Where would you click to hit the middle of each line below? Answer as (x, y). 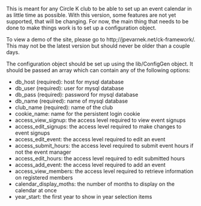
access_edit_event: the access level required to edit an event (90, 139)
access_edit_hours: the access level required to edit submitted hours (100, 158)
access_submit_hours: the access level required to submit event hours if (104, 146)
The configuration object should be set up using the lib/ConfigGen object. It (100, 64)
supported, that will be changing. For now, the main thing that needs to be (97, 21)
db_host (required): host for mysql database (69, 82)
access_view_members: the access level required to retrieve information (104, 171)
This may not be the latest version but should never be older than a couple (98, 46)
